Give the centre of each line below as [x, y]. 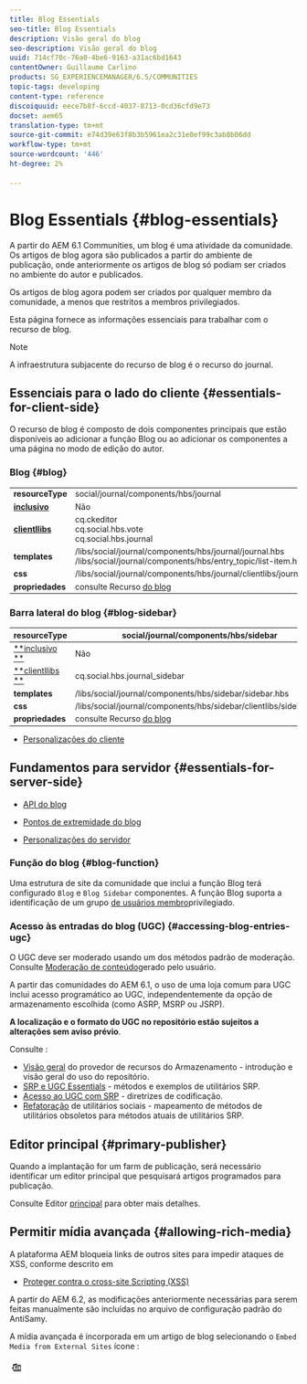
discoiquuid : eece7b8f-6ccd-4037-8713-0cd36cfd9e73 [110, 106]
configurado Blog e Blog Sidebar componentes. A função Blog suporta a [146, 893]
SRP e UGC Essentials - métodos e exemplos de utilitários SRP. [141, 1086]
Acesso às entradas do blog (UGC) [88, 925]
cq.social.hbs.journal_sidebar [130, 675]
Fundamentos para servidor [90, 768]
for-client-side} [55, 407]
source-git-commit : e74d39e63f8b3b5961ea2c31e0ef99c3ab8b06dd [130, 135]
